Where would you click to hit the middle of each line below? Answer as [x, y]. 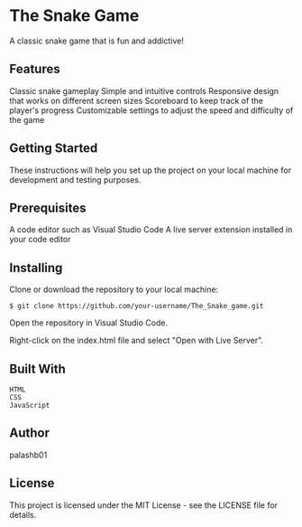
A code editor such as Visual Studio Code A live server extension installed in [151, 230]
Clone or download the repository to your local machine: [114, 289]
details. [23, 514]
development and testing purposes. [75, 179]
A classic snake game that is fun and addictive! [97, 41]
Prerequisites [48, 207]
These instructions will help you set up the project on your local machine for [150, 170]
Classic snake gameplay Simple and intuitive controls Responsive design [144, 90]
